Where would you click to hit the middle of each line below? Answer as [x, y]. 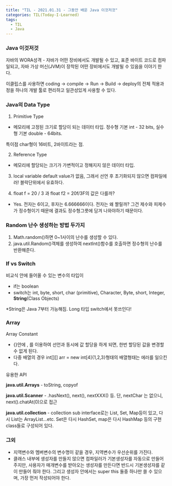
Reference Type [30, 154]
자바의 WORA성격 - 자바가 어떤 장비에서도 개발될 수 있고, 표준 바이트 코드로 [81, 60]
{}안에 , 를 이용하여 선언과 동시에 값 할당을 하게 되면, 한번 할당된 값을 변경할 [89, 345]
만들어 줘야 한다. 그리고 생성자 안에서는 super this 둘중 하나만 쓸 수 [86, 471]
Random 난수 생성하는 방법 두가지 [45, 225]
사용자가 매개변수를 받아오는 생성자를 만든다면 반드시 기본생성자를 [94, 465]
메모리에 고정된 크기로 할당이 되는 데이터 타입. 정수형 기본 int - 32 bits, [84, 127]
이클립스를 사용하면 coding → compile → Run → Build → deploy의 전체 [78, 84]
